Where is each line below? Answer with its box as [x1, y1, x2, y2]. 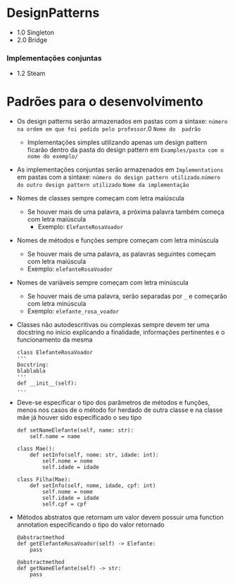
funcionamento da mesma [16, 335, 93, 344]
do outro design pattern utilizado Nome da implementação [16, 181, 189, 189]
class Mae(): [16, 445, 56, 453]
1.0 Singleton [16, 28, 54, 37]
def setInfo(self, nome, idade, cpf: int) [30, 482, 156, 489]
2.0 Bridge [16, 35, 48, 44]
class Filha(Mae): [16, 476, 71, 483]
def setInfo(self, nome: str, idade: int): [30, 451, 159, 458]
